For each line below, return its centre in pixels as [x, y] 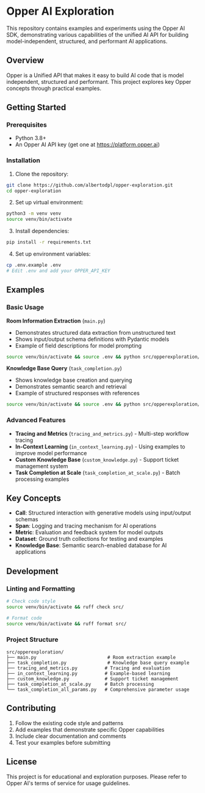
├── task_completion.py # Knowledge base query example [98, 663]
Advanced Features [36, 420]
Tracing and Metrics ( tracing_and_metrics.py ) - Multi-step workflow [102, 433]
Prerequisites [27, 125]
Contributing [31, 708]
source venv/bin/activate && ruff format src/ [67, 624]
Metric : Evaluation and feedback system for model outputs [89, 532]
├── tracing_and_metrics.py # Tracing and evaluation [88, 668]
